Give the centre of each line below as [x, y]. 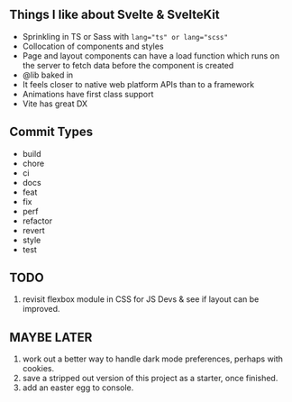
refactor [37, 221]
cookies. [38, 369]
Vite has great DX [55, 104]
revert [33, 230]
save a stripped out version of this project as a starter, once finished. [150, 379]
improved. [41, 309]
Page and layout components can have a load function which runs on [151, 55]
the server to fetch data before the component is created [128, 65]
